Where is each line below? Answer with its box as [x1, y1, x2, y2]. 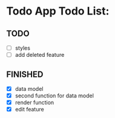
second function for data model [15, 92, 94, 99]
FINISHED [6, 69, 44, 79]
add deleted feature [15, 51, 65, 59]
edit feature [15, 106, 44, 113]
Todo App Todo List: [6, 4, 110, 18]
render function [15, 99, 54, 107]
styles [15, 44, 30, 51]
